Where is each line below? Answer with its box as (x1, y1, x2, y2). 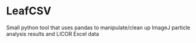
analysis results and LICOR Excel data (6, 30, 100, 37)
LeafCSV (6, 4, 52, 18)
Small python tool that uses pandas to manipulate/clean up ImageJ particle (6, 24, 191, 31)
